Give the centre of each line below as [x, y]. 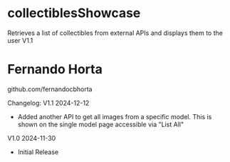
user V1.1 [20, 40]
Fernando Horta [55, 70]
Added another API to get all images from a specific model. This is [115, 116]
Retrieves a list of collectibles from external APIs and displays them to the [115, 33]
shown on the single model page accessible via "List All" [100, 124]
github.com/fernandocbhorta [50, 89]
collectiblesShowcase [74, 13]
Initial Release [38, 152]
